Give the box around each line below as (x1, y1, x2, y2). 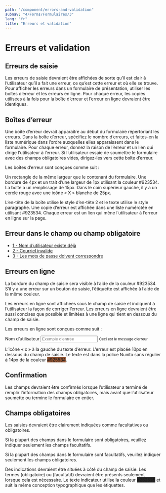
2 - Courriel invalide (12, 247, 53, 253)
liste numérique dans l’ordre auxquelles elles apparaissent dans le (5, 139, 139, 145)
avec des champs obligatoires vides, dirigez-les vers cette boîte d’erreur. (5, 155, 154, 161)
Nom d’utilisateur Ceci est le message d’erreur (5, 335, 148, 341)
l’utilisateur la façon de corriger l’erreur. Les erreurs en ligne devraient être (5, 306, 157, 312)
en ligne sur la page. (5, 215, 47, 221)
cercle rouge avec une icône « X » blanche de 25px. (5, 190, 111, 196)
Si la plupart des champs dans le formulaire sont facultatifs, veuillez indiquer (5, 452, 161, 457)
